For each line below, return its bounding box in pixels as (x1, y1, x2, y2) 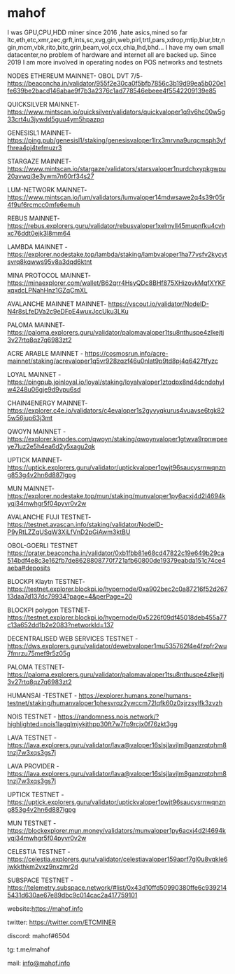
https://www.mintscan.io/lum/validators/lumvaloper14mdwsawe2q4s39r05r (7, 193, 225, 201)
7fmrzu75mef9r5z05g (7, 649, 71, 658)
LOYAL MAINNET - (7, 370, 62, 378)
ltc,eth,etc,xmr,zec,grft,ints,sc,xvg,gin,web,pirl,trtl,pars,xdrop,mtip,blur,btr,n (7, 35, 225, 44)
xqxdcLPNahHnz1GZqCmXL (7, 286, 88, 294)
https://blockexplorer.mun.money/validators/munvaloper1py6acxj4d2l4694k (7, 826, 226, 834)
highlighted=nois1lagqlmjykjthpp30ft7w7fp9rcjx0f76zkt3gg (7, 719, 178, 728)
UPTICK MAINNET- (7, 455, 63, 464)
